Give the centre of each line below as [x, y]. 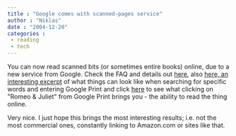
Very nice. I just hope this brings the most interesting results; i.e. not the [112, 118]
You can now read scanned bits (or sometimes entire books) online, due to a [118, 67]
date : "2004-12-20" [38, 27]
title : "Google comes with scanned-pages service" [85, 14]
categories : [26, 33]
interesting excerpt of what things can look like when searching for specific [117, 81]
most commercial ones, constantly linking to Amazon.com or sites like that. [116, 125]
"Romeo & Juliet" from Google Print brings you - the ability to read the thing [117, 97]
